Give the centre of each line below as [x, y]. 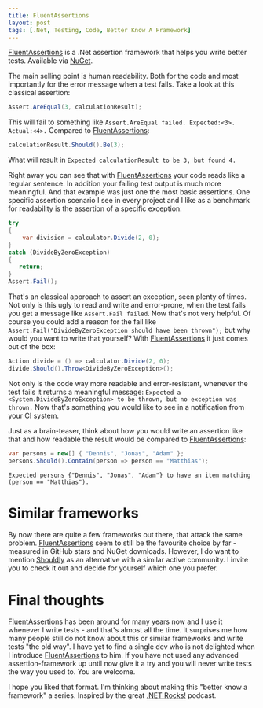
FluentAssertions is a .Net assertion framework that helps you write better [128, 53]
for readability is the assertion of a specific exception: [95, 208]
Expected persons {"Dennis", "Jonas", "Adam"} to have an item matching [130, 475]
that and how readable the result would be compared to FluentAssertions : [127, 439]
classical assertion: [39, 93]
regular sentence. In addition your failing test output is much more [115, 184]
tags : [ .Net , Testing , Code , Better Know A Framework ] [100, 30]
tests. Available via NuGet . [50, 61]
